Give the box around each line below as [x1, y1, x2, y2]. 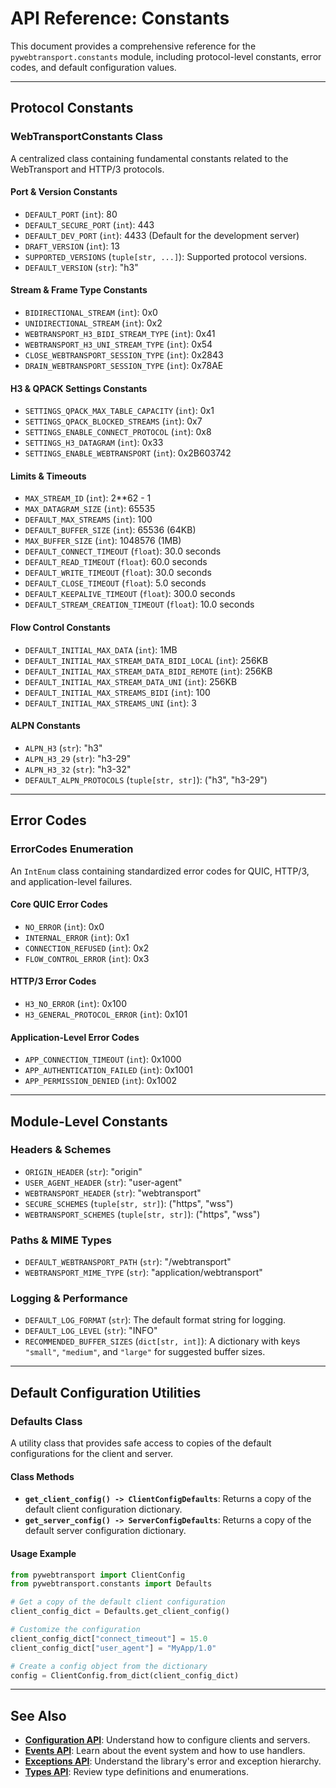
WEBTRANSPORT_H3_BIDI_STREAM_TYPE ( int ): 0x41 [24, 328, 216, 340]
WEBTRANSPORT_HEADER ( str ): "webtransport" [24, 1187, 202, 1199]
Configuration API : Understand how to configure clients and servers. [24, 1734, 311, 1746]
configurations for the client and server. [10, 1448, 174, 1460]
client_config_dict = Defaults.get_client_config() [10, 1607, 230, 1617]
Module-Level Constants [10, 1113, 168, 1130]
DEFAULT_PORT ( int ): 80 [24, 208, 118, 220]
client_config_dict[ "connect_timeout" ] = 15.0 [10, 1633, 208, 1644]
